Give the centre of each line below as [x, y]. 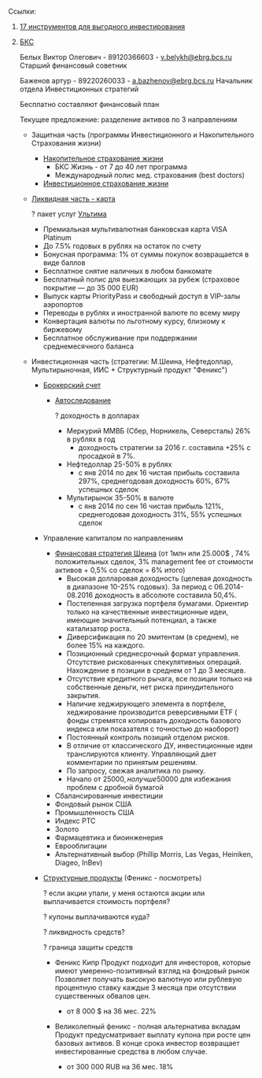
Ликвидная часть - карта [73, 199]
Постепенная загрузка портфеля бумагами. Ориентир [158, 604]
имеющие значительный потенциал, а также [142, 620]
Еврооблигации [81, 846]
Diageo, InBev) [79, 862]
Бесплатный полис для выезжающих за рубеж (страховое [141, 279]
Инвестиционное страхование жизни [106, 183]
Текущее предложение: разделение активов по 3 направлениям [128, 120]
